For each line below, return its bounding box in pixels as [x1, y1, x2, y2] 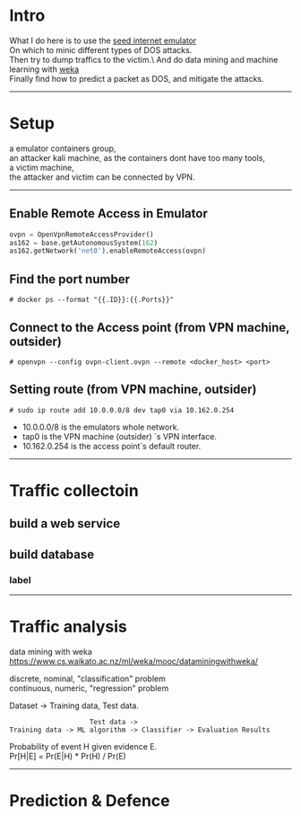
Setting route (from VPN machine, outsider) [9, 382, 257, 397]
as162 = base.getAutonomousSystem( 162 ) [9, 238, 159, 247]
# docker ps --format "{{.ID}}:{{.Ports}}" [9, 296, 175, 305]
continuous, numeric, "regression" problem [9, 682, 169, 693]
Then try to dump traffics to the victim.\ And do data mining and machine [9, 54, 279, 65]
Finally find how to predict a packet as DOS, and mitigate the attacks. [9, 73, 264, 84]
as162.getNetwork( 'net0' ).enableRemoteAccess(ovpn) [9, 246, 206, 256]
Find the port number [9, 271, 130, 287]
